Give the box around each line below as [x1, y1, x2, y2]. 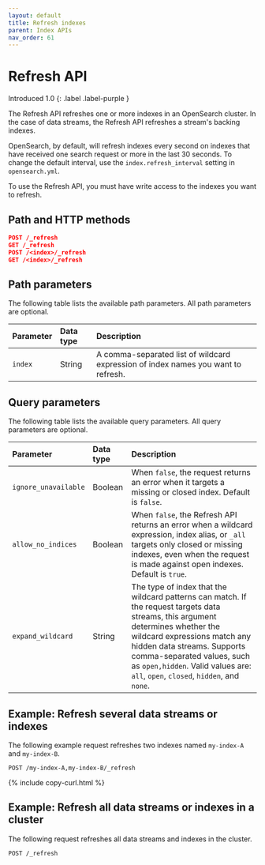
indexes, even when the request [131, 549, 250, 560]
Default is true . [131, 569, 188, 580]
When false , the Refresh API [131, 510, 238, 521]
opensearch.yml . [8, 167, 61, 176]
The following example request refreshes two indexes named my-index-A [8, 740, 244, 750]
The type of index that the [131, 581, 227, 592]
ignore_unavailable [12, 483, 85, 492]
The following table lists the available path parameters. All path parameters [8, 299, 252, 308]
